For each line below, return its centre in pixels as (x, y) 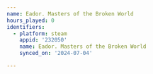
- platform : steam (40, 33)
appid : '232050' (44, 40)
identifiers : (26, 27)
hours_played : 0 (30, 20)
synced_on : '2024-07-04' (56, 54)
